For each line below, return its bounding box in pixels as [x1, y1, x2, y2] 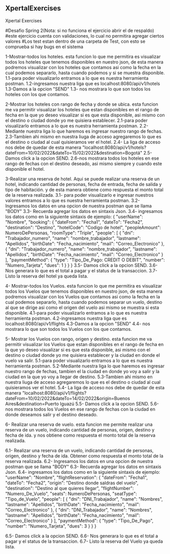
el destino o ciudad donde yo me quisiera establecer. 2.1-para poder [5, 117, 148, 124]
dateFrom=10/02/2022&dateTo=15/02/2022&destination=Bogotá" [5, 149, 143, 156]
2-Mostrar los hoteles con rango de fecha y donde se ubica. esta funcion [5, 101, 158, 107]
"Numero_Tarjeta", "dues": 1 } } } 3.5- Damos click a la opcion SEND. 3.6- [5, 262, 158, 268]
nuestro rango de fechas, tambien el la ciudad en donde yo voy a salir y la [5, 368, 160, 374]
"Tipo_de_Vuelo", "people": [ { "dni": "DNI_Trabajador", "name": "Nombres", [5, 496, 163, 502]
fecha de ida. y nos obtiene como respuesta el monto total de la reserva [5, 432, 156, 438]
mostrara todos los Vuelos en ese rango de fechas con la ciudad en [14, 406, 156, 412]
